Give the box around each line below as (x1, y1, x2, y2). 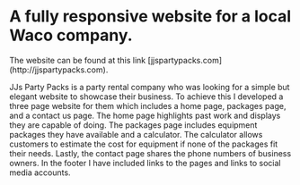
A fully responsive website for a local (9, 6, 292, 27)
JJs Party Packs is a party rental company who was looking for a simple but (9, 81, 290, 92)
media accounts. (9, 167, 71, 178)
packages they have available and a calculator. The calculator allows (9, 129, 263, 139)
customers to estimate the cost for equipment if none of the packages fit (9, 139, 278, 149)
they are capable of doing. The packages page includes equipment (9, 119, 258, 130)
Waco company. (9, 25, 133, 46)
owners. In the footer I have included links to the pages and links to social (9, 157, 281, 168)
